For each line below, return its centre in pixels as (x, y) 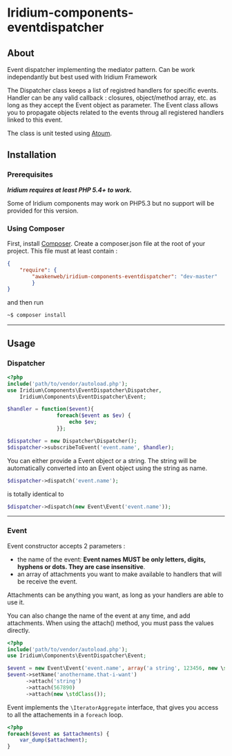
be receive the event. (47, 581)
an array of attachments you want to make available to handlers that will (119, 574)
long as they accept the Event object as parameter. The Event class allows (113, 105)
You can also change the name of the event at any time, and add (99, 615)
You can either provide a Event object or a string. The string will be (102, 460)
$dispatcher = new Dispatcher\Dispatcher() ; (72, 441)
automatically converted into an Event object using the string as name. (107, 468)
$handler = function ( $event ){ (51, 409)
